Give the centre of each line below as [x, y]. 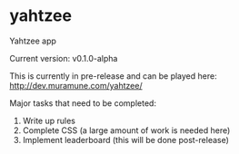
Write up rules [49, 120]
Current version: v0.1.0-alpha [64, 58]
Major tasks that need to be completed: [83, 103]
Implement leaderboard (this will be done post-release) [126, 140]
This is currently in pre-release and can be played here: [113, 76]
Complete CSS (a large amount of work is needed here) [126, 130]
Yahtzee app [33, 41]
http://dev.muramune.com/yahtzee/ [76, 85]
